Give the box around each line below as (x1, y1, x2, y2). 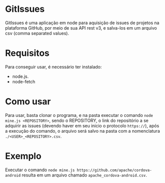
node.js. (12, 73, 29, 79)
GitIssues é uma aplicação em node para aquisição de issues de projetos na (5, 20, 160, 26)
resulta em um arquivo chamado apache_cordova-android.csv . (22, 172, 147, 178)
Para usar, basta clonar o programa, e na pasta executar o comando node (5, 112, 154, 118)
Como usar (5, 96, 51, 107)
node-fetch (12, 78, 35, 84)
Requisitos (5, 48, 50, 59)
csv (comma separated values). (5, 30, 69, 36)
